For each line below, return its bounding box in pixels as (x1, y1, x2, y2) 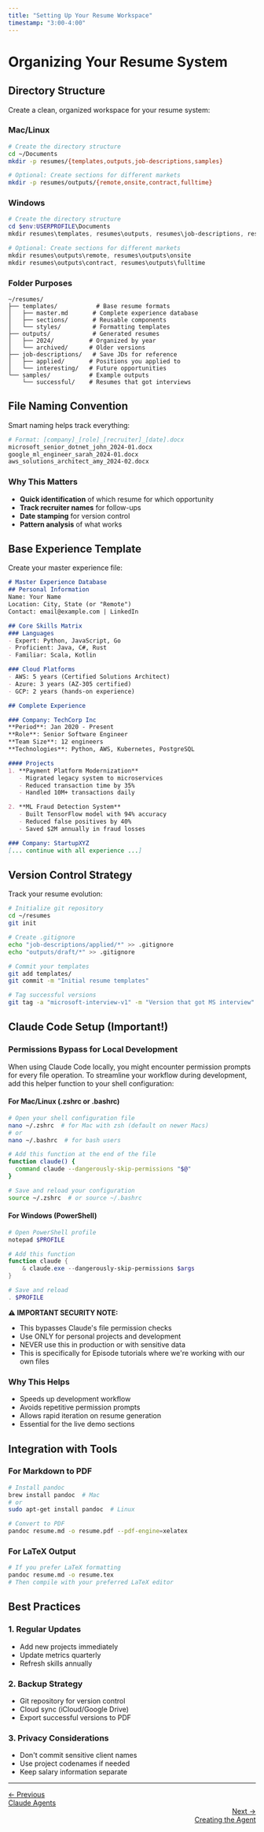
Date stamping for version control (19, 511, 130, 520)
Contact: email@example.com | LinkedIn (8, 608, 139, 616)
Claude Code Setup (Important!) (8, 1020, 169, 1033)
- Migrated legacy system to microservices (18, 774, 163, 782)
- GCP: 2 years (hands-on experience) (8, 687, 135, 695)
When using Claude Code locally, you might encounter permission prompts (8, 1062, 251, 1071)
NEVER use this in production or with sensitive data (19, 1339, 186, 1349)
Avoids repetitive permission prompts (19, 1402, 141, 1412)
